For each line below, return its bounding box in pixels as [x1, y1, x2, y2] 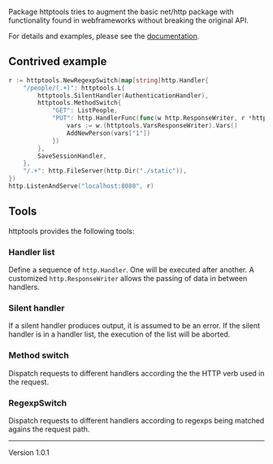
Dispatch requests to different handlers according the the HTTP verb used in [8, 368, 265, 378]
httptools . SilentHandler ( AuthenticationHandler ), [37, 91, 209, 100]
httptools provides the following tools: [8, 226, 135, 236]
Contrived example [8, 54, 107, 68]
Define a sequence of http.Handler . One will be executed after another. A [8, 265, 254, 275]
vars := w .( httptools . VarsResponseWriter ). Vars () [66, 122, 238, 130]
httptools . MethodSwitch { [37, 99, 122, 107]
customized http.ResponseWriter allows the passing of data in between [8, 274, 248, 284]
